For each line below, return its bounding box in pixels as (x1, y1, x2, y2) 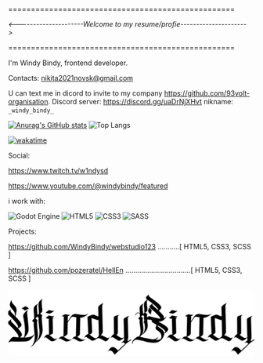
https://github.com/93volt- (164, 89, 250, 98)
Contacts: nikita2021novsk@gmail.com (8, 74, 134, 82)
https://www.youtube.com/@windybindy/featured (8, 181, 168, 191)
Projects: (8, 227, 37, 236)
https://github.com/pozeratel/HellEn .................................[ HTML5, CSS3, (8, 266, 243, 274)
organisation (8, 97, 49, 106)
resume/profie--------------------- (134, 20, 247, 28)
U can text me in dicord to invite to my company (8, 89, 163, 98)
